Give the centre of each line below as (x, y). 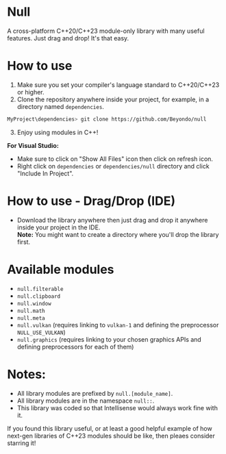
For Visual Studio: (33, 145)
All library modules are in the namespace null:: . (86, 401)
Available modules (61, 269)
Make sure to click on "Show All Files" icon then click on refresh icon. (115, 159)
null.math (31, 311)
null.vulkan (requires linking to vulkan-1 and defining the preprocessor (118, 325)
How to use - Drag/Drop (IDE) (91, 201)
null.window (34, 303)
